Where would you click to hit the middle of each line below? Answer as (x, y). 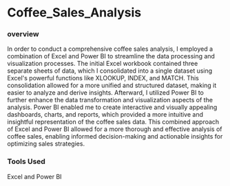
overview (23, 34)
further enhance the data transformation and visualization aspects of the (110, 100)
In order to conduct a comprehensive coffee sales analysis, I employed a (110, 49)
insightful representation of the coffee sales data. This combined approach (113, 122)
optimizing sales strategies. (46, 144)
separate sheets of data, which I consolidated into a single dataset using (110, 71)
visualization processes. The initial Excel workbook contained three (103, 64)
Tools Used (27, 161)
